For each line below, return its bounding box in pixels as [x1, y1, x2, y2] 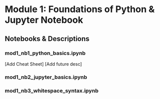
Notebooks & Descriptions [5, 34, 90, 43]
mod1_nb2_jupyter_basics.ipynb [5, 73, 87, 80]
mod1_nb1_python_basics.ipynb [5, 49, 86, 57]
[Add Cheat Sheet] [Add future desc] [5, 61, 82, 67]
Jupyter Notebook [5, 14, 83, 26]
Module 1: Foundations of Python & [5, 4, 155, 15]
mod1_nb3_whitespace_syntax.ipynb [5, 87, 99, 94]
